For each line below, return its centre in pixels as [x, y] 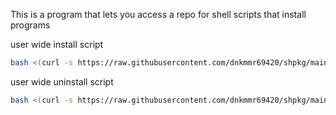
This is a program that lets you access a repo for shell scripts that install [158, 14]
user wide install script [57, 44]
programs [30, 25]
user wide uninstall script [62, 81]
